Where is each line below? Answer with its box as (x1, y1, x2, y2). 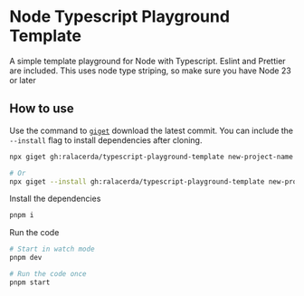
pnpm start (9, 278, 51, 287)
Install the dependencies (9, 193, 101, 205)
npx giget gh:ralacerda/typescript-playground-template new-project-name (9, 152, 294, 161)
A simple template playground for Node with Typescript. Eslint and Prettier (9, 55, 287, 66)
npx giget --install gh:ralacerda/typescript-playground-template (9, 177, 265, 186)
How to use (9, 101, 74, 117)
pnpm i (9, 211, 34, 220)
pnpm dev (9, 253, 43, 263)
